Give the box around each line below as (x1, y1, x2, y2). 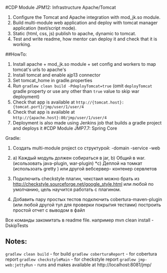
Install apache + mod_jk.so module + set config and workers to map (12, 61, 156, 67)
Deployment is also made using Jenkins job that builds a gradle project (12, 120, 162, 126)
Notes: (5, 237, 27, 246)
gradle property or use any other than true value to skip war (12, 88, 139, 94)
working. (12, 41, 32, 47)
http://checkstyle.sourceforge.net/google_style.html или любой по (12, 181, 154, 187)
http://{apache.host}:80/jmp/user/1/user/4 (12, 115, 107, 120)
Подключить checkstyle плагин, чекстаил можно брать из (12, 176, 139, 182)
